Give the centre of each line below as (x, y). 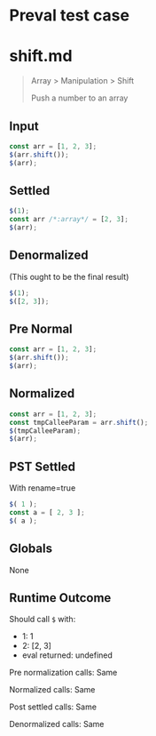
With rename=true (43, 488)
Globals (31, 549)
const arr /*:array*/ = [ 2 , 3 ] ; (69, 220)
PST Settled (43, 466)
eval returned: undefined (67, 655)
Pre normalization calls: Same (63, 673)
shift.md (41, 56)
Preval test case (70, 16)
